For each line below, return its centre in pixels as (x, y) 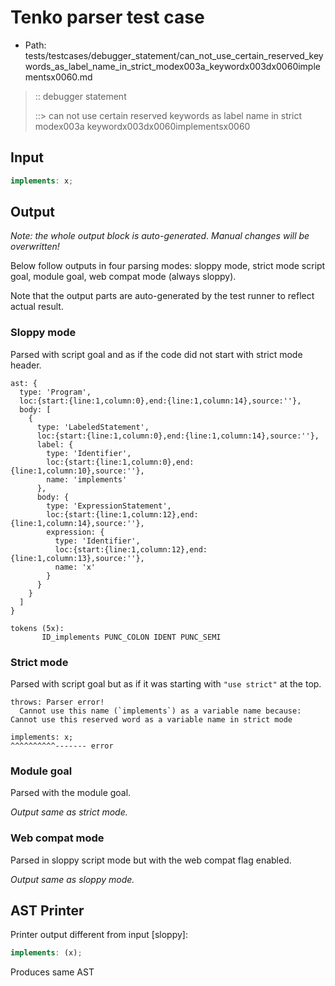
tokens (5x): (37, 628)
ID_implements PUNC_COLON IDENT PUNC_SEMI (131, 637)
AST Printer (47, 911)
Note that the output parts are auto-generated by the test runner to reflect (162, 296)
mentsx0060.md (58, 77)
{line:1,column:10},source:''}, (77, 471)
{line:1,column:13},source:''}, (77, 558)
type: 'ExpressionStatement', (109, 506)
